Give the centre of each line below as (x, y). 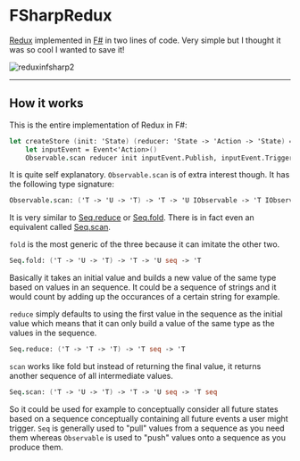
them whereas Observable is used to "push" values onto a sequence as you (147, 437)
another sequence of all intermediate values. (92, 376)
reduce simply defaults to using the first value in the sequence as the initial (146, 314)
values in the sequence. (53, 333)
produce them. (37, 447)
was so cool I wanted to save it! (67, 49)
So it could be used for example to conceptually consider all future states (144, 409)
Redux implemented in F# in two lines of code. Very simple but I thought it (145, 40)
